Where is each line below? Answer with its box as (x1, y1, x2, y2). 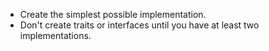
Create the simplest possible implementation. (19, 9, 207, 20)
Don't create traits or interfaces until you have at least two (19, 19, 260, 31)
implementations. (19, 30, 92, 41)
